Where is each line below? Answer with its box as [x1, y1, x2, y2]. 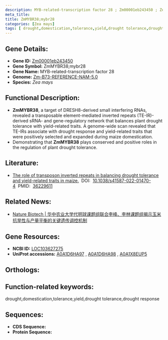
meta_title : [5, 12, 30, 17]
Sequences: [5, 310, 43, 319]
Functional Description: [5, 94, 80, 102]
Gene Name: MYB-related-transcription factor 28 [12, 68, 114, 74]
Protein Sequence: [12, 329, 52, 335]
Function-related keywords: [5, 282, 94, 291]
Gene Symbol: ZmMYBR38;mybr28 [12, 63, 86, 69]
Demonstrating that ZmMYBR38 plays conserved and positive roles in [12, 139, 157, 145]
